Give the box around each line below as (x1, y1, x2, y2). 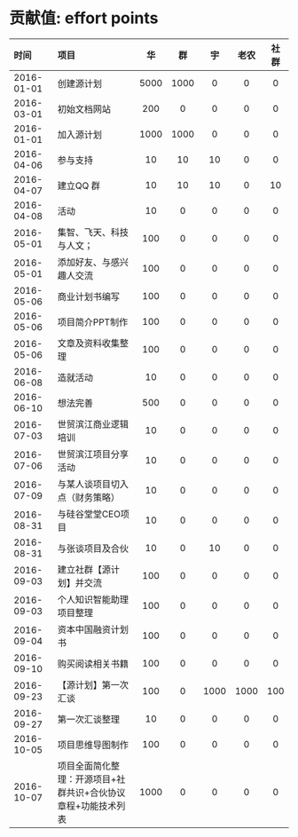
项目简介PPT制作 (57, 316, 129, 328)
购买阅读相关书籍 (57, 658, 129, 670)
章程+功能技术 (57, 800, 117, 812)
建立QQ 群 (57, 179, 100, 192)
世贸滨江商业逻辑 (57, 418, 129, 430)
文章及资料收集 (57, 336, 120, 349)
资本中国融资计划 (57, 623, 129, 636)
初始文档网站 (57, 103, 111, 115)
